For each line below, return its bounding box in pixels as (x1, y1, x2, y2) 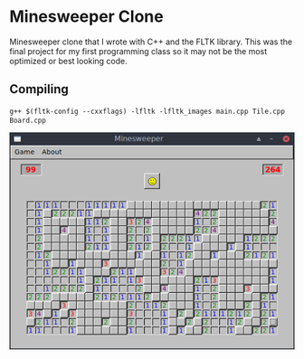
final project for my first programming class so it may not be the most (9, 45, 268, 56)
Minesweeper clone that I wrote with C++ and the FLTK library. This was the (9, 36, 292, 47)
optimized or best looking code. (9, 55, 128, 66)
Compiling (9, 81, 70, 97)
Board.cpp (9, 116, 47, 125)
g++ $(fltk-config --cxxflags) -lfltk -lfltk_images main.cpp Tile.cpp (9, 107, 285, 116)
